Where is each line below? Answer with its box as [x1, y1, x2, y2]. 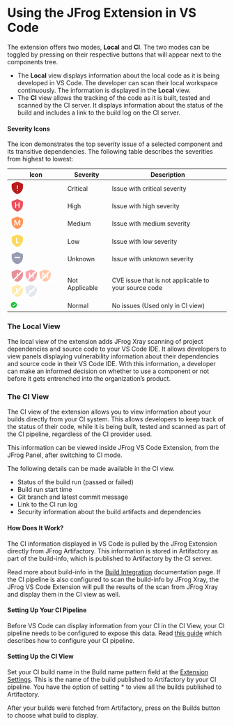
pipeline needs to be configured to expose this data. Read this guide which [7, 629, 222, 637]
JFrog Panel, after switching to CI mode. [7, 451, 123, 459]
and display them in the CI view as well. [7, 590, 120, 598]
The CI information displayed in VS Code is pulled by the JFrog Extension [7, 539, 217, 548]
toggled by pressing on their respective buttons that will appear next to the [7, 50, 221, 59]
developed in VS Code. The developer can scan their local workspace [17, 78, 218, 87]
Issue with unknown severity [111, 254, 194, 263]
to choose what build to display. [7, 711, 99, 720]
